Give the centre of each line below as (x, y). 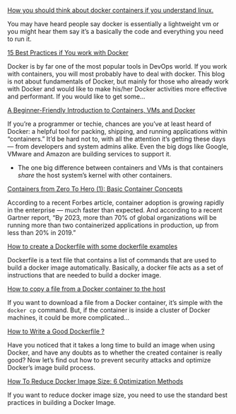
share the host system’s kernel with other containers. (95, 175)
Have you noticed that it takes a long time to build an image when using (111, 345)
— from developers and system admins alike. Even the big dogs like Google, (118, 146)
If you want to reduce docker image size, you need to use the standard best (118, 395)
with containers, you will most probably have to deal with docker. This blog (116, 74)
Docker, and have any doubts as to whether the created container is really (115, 352)
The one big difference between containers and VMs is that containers (120, 168)
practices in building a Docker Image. (61, 402)
